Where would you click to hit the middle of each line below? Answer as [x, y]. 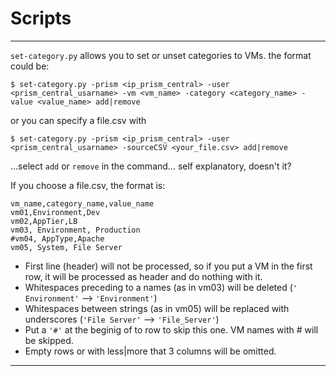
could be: [30, 66]
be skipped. [49, 340]
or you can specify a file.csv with [78, 120]
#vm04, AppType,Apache [57, 238]
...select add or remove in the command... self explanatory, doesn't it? [151, 166]
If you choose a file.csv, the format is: [88, 185]
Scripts [41, 18]
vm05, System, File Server [66, 247]
